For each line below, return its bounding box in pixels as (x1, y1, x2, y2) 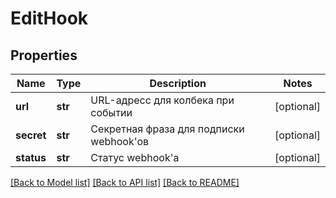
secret (15, 128, 47, 142)
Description (149, 77, 207, 90)
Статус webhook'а (90, 151, 180, 164)
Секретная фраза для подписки (90, 122, 245, 136)
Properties (10, 47, 78, 64)
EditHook (10, 7, 89, 30)
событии (90, 106, 133, 119)
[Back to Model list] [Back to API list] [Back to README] (10, 177, 240, 188)
